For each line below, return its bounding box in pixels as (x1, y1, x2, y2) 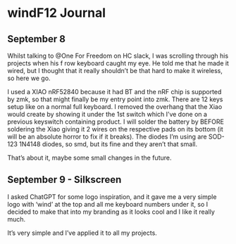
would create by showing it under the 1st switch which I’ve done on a (7, 110, 208, 118)
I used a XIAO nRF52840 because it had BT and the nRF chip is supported (7, 88, 222, 96)
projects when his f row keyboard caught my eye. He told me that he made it (7, 59, 229, 68)
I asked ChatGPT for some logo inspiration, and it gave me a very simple (7, 192, 217, 201)
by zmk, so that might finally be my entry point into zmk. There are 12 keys (7, 95, 223, 103)
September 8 (7, 33, 66, 45)
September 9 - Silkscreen (7, 174, 122, 186)
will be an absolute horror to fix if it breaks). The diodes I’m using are (7, 132, 207, 141)
